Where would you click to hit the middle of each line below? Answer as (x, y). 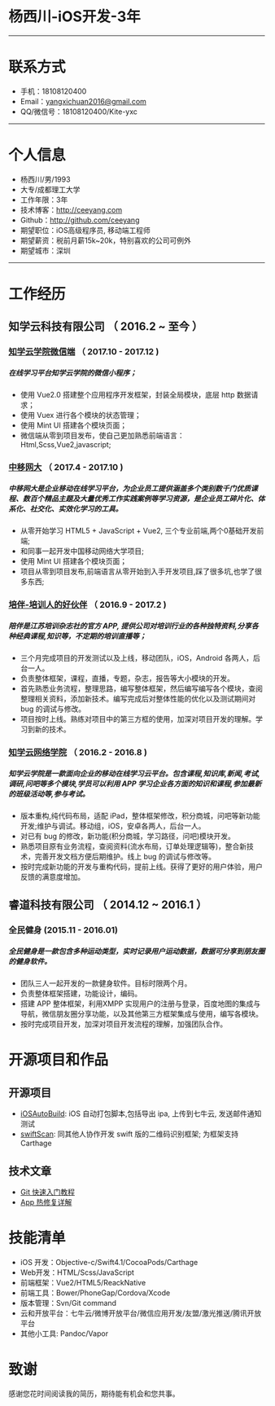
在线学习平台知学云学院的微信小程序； (72, 372)
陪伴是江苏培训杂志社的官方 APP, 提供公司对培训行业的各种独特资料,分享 (130, 626)
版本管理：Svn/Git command (68, 1303)
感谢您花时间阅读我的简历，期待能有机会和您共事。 (94, 1393)
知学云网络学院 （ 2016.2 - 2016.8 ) (78, 752)
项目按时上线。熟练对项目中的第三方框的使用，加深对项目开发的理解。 (138, 719)
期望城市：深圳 (45, 250)
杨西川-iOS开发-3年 (74, 17)
